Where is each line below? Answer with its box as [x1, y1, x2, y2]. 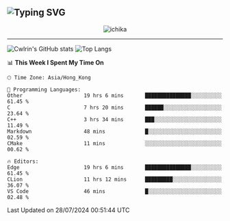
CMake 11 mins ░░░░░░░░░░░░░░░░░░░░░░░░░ [7, 140, 222, 147]
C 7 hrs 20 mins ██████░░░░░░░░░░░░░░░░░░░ [7, 104, 222, 111]
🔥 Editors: [7, 158, 39, 165]
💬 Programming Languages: [7, 86, 81, 93]
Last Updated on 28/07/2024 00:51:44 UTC [7, 206, 130, 214]
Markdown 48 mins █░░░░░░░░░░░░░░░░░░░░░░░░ [7, 128, 222, 135]
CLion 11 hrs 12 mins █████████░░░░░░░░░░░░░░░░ [7, 176, 222, 183]
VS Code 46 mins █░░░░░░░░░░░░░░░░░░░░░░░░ [7, 187, 222, 195]
